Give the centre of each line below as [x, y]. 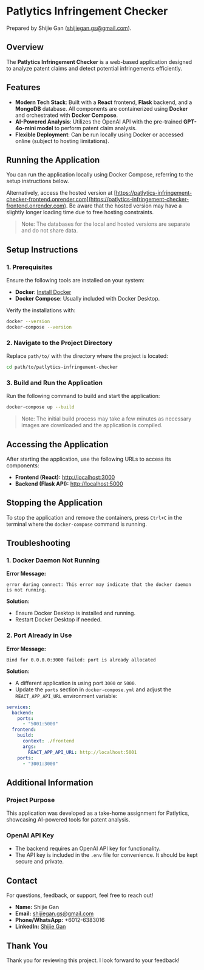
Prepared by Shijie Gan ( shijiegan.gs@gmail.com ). [69, 28]
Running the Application [53, 160]
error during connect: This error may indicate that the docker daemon [99, 585]
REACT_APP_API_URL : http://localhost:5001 [83, 752]
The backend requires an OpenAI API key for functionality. [88, 849]
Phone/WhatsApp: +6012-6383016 [60, 920]
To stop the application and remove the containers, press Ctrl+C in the [94, 517]
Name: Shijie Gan [37, 907]
